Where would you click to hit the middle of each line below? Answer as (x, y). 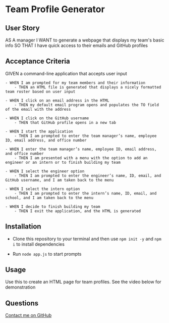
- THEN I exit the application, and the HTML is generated (78, 211)
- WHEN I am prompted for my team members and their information (75, 83)
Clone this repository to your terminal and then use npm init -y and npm (87, 239)
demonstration (20, 287)
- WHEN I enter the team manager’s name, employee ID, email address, (81, 149)
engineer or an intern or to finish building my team (63, 162)
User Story (22, 28)
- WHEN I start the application (39, 131)
